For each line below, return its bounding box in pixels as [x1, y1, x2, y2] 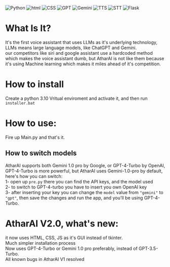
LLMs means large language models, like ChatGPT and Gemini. [5, 45, 137, 51]
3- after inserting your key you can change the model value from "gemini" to [5, 189, 163, 195]
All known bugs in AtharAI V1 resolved [5, 256, 85, 262]
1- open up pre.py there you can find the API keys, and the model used [5, 178, 153, 184]
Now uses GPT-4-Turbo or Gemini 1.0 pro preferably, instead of [5, 245, 138, 251]
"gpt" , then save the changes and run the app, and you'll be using [5, 195, 143, 201]
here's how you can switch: [5, 173, 63, 179]
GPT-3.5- [139, 245, 158, 251]
